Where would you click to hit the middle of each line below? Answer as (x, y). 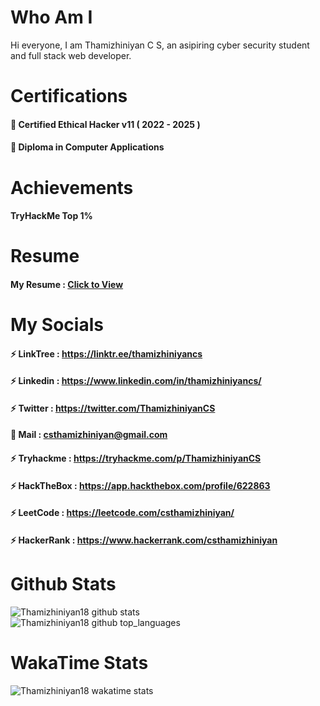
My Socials (57, 325)
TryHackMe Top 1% (51, 216)
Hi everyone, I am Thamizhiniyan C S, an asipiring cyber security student (160, 45)
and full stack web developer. (71, 55)
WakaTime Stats (79, 662)
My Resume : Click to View (67, 284)
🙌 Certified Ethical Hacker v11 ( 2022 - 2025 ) (105, 124)
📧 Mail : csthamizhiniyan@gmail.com (89, 435)
